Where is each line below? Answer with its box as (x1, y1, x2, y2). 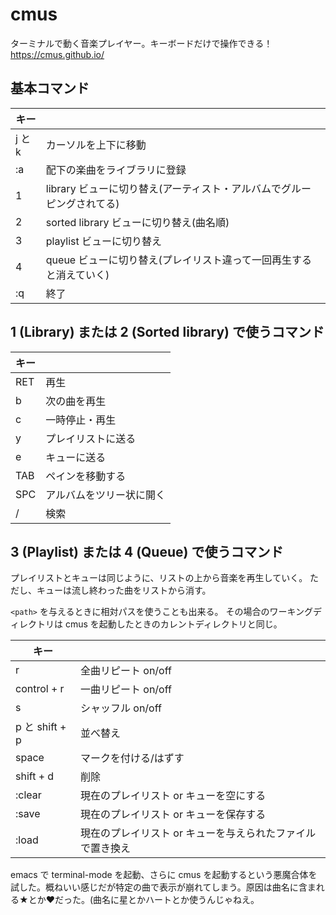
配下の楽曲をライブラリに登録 (45, 163, 187, 177)
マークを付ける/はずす (80, 751, 185, 765)
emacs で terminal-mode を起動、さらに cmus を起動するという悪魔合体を (10, 869, 318, 881)
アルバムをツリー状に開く (45, 488, 167, 502)
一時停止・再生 (45, 413, 117, 427)
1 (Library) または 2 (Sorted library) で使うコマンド (10, 324, 325, 341)
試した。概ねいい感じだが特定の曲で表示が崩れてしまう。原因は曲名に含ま (10, 881, 317, 893)
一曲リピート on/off (80, 683, 172, 697)
